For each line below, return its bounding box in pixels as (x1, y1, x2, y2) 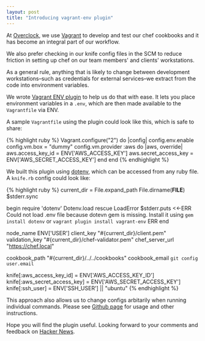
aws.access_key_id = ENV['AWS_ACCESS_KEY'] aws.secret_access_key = (6, 149, 194, 157)
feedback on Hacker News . (6, 328, 75, 335)
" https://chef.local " (6, 242, 54, 250)
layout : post (6, 9, 40, 15)
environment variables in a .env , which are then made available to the (6, 99, 182, 107)
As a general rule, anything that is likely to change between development (6, 68, 190, 75)
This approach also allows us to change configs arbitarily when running (6, 296, 187, 304)
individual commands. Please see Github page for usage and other (6, 302, 174, 310)
